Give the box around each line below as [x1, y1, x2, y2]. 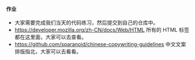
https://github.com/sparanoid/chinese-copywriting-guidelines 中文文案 [14, 41, 186, 48]
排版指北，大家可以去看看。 [14, 48, 82, 55]
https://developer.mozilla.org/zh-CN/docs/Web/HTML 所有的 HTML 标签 [14, 27, 190, 33]
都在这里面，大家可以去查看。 [14, 33, 87, 40]
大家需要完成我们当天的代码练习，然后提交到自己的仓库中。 [14, 19, 159, 26]
